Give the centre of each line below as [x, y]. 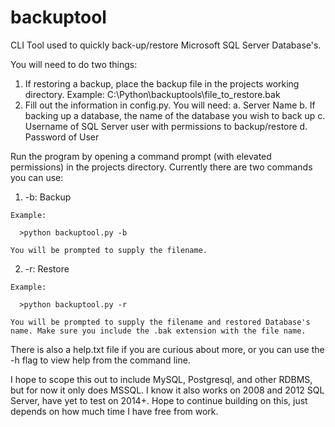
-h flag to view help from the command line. [100, 360]
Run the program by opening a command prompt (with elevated [141, 156]
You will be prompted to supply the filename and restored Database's [160, 322]
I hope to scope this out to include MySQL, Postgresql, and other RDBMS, [161, 379]
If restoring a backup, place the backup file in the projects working [162, 83]
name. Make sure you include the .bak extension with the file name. [158, 331]
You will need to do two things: [74, 64]
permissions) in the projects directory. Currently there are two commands [161, 167]
